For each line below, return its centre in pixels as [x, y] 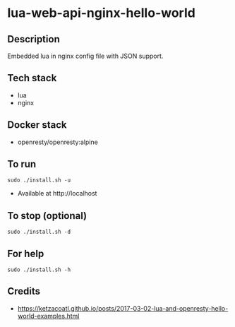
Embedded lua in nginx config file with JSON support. [85, 56]
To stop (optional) [47, 216]
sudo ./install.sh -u [39, 180]
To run [22, 164]
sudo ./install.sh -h [39, 270]
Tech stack [32, 78]
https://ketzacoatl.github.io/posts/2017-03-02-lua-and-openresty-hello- [123, 308]
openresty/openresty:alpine [58, 142]
